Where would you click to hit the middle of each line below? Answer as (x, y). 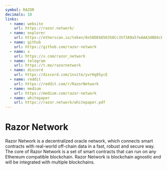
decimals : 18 (19, 14)
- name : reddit (25, 79)
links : (12, 19)
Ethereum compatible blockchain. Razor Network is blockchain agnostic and (83, 157)
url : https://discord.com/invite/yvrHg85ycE (61, 75)
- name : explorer (28, 33)
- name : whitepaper (30, 98)
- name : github (25, 42)
